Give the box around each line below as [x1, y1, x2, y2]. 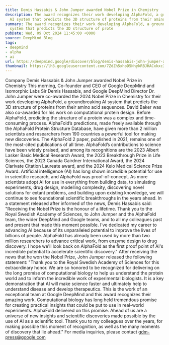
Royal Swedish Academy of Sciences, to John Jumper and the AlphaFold [5, 211, 156, 217]
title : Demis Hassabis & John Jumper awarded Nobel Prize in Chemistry [5, 7, 158, 13]
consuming [5, 120, 29, 126]
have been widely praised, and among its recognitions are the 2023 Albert [5, 147, 159, 153]
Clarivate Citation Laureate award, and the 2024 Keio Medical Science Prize [5, 163, 162, 169]
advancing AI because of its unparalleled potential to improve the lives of [5, 227, 156, 233]
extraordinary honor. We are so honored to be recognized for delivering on [5, 265, 160, 271]
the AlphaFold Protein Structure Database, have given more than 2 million [5, 125, 157, 131]
